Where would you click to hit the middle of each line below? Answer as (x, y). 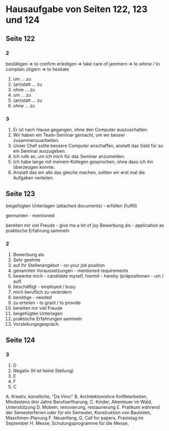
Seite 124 (21, 340)
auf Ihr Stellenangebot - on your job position (59, 265)
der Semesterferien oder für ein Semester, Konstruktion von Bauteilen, (78, 412)
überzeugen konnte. (34, 167)
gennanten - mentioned (30, 215)
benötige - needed (32, 298)
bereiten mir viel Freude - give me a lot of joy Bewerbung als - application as (85, 225)
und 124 (23, 20)
